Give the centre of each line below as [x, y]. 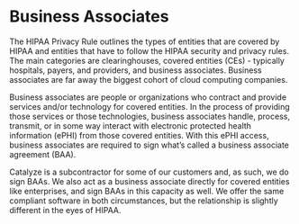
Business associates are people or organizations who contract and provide [148, 97]
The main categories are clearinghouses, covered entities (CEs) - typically [147, 60]
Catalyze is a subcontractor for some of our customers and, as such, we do [149, 172]
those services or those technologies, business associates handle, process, [150, 116]
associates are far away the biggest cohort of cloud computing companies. [149, 79]
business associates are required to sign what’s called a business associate [149, 145]
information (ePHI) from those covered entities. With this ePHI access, [139, 135]
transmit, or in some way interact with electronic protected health [131, 125]
